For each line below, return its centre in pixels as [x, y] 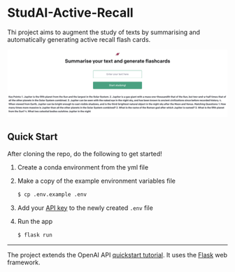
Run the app [35, 221]
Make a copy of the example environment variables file [97, 181]
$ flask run [35, 235]
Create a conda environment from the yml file [83, 167]
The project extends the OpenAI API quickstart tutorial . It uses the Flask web [117, 255]
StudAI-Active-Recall [71, 13]
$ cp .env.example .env [52, 194]
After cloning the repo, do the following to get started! [85, 153]
